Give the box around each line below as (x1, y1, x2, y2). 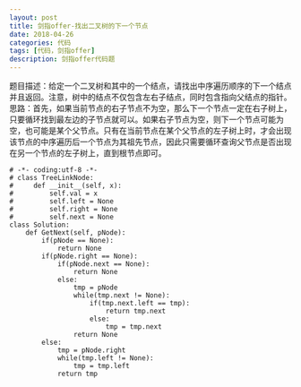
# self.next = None (9, 212, 115, 221)
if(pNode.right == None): (41, 252, 139, 261)
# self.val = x (9, 189, 99, 198)
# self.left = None (9, 197, 115, 206)
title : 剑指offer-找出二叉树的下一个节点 (9, 21, 149, 30)
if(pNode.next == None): (56, 260, 150, 269)
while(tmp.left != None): (56, 354, 154, 363)
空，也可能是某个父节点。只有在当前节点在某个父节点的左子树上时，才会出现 (9, 125, 292, 135)
